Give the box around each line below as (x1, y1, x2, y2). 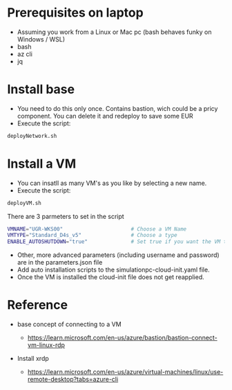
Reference (7, 297, 68, 313)
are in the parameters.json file (17, 258, 103, 267)
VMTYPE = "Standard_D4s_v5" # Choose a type (7, 232, 177, 239)
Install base (7, 82, 75, 98)
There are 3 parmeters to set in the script (7, 212, 124, 220)
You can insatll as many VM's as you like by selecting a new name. (17, 179, 207, 187)
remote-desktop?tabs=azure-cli (27, 375, 119, 384)
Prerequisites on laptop (7, 5, 144, 21)
